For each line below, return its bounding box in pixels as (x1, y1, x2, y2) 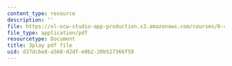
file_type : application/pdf (7, 29, 88, 36)
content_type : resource (7, 10, 76, 17)
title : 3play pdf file (7, 42, 72, 49)
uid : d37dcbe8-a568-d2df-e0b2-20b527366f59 (7, 49, 135, 56)
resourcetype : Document (7, 36, 76, 43)
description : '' (7, 16, 54, 23)
